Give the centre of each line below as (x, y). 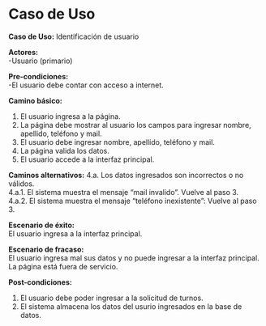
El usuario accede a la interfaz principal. (87, 159)
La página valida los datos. (64, 150)
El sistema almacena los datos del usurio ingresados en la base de (131, 306)
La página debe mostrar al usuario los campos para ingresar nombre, (135, 125)
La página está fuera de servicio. (63, 266)
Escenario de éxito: (41, 225)
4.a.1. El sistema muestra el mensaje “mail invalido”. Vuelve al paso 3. (124, 192)
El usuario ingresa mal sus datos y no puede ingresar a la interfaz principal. (134, 258)
